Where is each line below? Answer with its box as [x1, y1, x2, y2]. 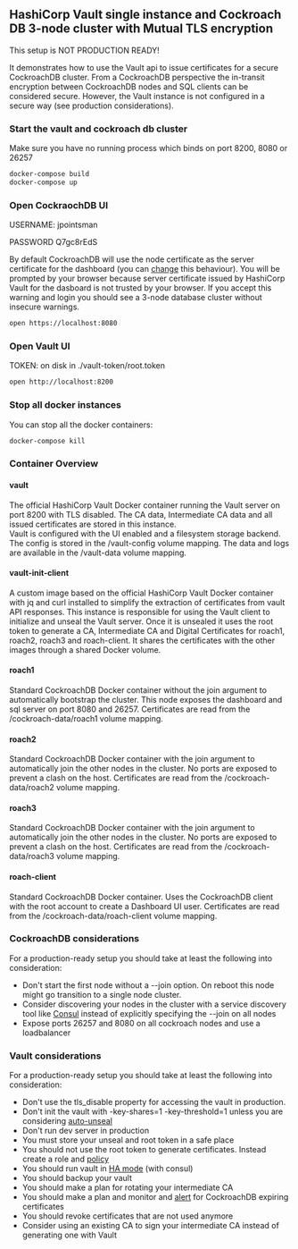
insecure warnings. [9, 301, 80, 312]
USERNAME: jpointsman [9, 219, 98, 231]
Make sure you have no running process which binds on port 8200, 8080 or [9, 143, 288, 154]
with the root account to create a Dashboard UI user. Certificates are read [9, 900, 280, 911]
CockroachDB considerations [9, 933, 140, 945]
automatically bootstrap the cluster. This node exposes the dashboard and [9, 694, 283, 705]
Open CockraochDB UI [9, 198, 109, 211]
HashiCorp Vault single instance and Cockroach [9, 7, 282, 22]
